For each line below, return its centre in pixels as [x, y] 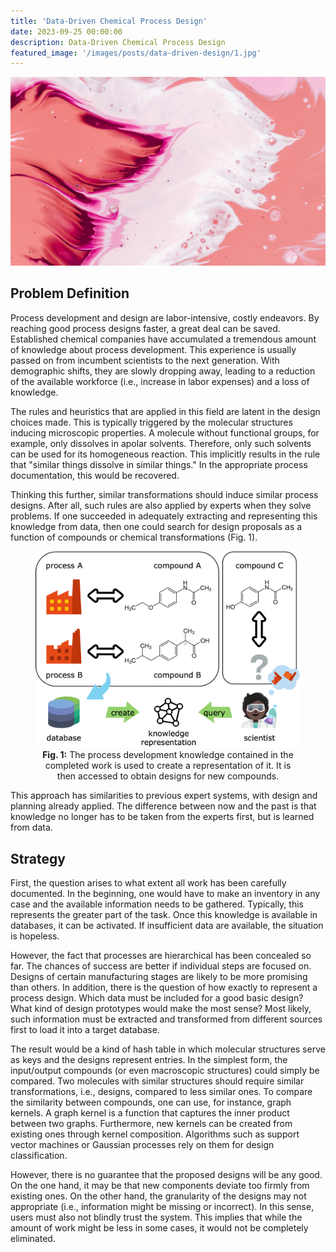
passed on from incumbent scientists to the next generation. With [145, 360]
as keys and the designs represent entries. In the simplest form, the [149, 1060]
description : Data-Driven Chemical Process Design [118, 42]
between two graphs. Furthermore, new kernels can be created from [151, 1124]
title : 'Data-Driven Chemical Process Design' [109, 21]
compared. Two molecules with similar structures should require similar [157, 1081]
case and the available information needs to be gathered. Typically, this [157, 904]
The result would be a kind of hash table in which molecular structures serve [168, 1049]
